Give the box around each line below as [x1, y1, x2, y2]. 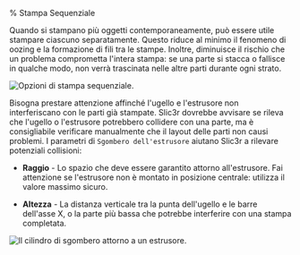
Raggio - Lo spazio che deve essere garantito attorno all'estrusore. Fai [21, 163, 284, 173]
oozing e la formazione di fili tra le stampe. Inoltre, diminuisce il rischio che [9, 44, 285, 55]
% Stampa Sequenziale [9, 8, 96, 18]
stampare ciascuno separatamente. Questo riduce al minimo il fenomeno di [9, 35, 287, 45]
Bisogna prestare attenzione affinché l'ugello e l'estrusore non [9, 98, 239, 108]
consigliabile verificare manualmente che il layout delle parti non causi [9, 126, 269, 137]
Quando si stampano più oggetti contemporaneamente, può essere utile [9, 25, 275, 35]
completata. [21, 218, 67, 228]
